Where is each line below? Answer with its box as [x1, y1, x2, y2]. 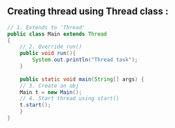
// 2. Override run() [19, 43, 82, 51]
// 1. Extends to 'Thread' [7, 24, 85, 31]
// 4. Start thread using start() [19, 95, 119, 102]
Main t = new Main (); [19, 88, 82, 96]
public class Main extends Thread [7, 31, 108, 38]
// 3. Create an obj [19, 82, 79, 89]
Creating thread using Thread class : [7, 6, 169, 17]
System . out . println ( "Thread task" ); [32, 56, 138, 63]
